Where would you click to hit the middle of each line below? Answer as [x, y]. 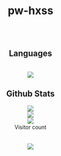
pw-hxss [30, 11]
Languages [30, 54]
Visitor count [30, 127]
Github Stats [30, 94]
